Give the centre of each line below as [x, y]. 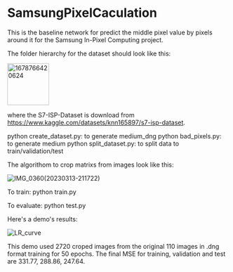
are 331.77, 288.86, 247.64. [46, 261]
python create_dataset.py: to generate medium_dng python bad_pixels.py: [114, 136]
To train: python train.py [42, 192]
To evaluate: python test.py [47, 205]
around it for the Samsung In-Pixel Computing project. [85, 39]
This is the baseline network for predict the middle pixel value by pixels [110, 32]
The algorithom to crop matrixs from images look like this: [91, 164]
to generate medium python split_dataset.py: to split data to [93, 143]
